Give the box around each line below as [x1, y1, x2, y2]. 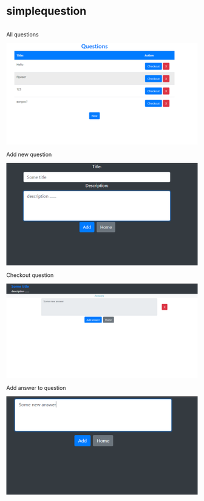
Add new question [6, 151, 52, 158]
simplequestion [6, 4, 87, 18]
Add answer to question [6, 384, 66, 392]
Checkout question [6, 271, 54, 279]
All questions [6, 30, 39, 38]
